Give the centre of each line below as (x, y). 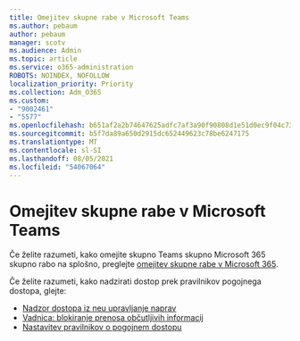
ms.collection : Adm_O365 (55, 92)
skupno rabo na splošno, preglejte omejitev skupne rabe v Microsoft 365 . (144, 264)
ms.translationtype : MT (54, 142)
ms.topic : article (43, 59)
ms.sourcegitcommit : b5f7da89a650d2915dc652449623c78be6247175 (129, 134)
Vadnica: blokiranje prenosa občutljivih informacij (112, 318)
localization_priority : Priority (71, 84)
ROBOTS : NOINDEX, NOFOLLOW (59, 76)
